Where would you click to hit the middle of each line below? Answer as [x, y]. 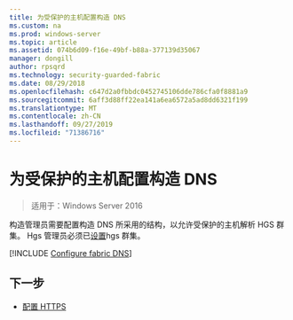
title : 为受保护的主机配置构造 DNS [67, 17]
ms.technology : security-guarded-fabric [85, 75]
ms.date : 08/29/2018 [48, 83]
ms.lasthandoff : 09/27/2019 [61, 125]
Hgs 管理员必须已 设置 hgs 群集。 [86, 235]
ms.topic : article [43, 42]
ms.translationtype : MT [53, 108]
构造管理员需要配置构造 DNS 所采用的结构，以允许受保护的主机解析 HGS [142, 224]
